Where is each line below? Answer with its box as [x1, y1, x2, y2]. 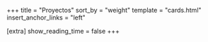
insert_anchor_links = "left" [6, 13, 86, 22]
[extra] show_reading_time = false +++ [6, 27, 120, 35]
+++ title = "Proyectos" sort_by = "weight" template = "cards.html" [6, 6, 202, 14]
